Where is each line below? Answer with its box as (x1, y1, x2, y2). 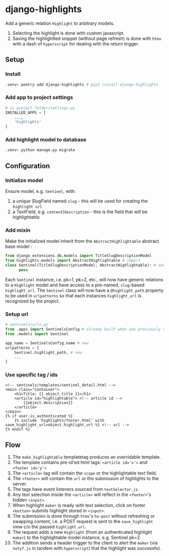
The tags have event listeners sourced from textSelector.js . (12, 486, 139, 492)
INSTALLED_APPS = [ (5, 110, 46, 115)
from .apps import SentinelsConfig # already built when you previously (5, 327, 161, 332)
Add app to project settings (5, 94, 73, 101)
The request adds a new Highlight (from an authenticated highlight (12, 529, 152, 535)
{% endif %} (5, 427, 30, 432)
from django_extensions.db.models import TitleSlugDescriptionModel (5, 254, 152, 259)
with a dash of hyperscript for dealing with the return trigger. (12, 40, 139, 46)
